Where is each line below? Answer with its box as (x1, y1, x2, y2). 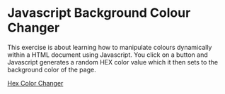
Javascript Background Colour (7, 5, 191, 21)
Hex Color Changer (7, 79, 64, 87)
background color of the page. (7, 65, 97, 74)
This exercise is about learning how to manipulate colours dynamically (7, 43, 212, 51)
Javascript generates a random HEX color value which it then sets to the (7, 58, 218, 66)
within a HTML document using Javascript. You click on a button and (7, 51, 208, 59)
